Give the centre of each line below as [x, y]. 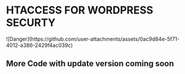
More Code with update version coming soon [90, 64]
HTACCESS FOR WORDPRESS [80, 10]
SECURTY [31, 23]
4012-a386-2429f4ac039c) [40, 45]
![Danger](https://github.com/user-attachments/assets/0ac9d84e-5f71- [93, 39]
